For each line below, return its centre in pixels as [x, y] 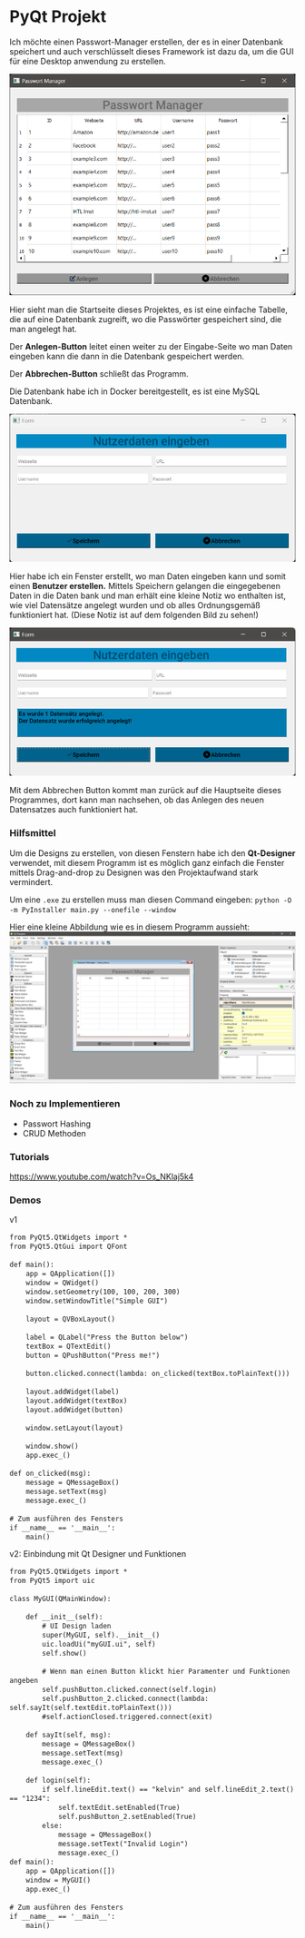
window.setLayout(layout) [75, 1428]
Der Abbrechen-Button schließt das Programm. [99, 373]
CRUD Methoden [54, 1133]
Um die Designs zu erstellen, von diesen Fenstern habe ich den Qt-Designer [152, 853]
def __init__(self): [64, 1618]
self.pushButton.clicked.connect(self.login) [130, 1690]
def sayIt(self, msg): [69, 1736]
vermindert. [31, 881]
